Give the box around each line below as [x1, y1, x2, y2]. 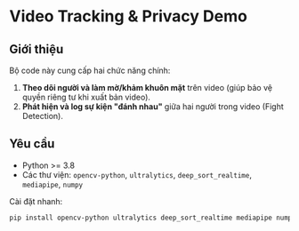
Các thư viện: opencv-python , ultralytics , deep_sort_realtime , [21, 169, 252, 179]
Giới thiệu [9, 42, 64, 57]
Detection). [21, 111, 64, 121]
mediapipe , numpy [21, 179, 84, 189]
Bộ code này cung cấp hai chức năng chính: [9, 65, 171, 76]
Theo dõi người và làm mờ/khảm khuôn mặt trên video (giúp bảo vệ [21, 83, 273, 92]
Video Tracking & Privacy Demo [9, 6, 247, 27]
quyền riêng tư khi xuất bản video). [21, 92, 151, 102]
